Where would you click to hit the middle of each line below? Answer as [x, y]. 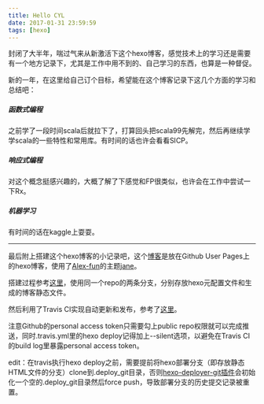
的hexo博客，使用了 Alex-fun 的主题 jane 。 [75, 266]
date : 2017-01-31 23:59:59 [52, 23]
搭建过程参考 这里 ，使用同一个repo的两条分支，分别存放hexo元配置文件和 [127, 283]
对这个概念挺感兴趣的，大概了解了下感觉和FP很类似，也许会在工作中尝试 [126, 181]
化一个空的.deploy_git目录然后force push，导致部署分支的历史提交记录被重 [129, 382]
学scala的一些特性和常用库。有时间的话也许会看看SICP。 [100, 141]
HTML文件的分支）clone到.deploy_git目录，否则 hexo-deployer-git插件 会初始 [132, 372]
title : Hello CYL [37, 15]
